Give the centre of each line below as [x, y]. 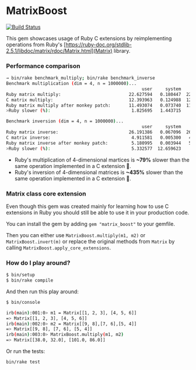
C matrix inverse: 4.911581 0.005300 [94, 138]
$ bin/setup [20, 275]
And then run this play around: [42, 292]
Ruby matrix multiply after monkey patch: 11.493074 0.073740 [94, 105]
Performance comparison [43, 66]
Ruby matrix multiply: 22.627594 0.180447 [94, 94]
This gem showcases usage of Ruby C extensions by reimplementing [89, 38]
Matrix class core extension [46, 193]
